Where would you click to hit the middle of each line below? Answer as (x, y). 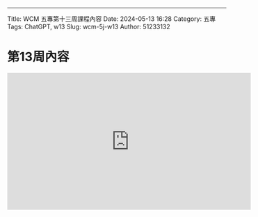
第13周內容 (38, 57)
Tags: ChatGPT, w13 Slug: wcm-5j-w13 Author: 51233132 (89, 26)
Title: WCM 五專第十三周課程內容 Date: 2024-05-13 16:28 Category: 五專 (112, 19)
